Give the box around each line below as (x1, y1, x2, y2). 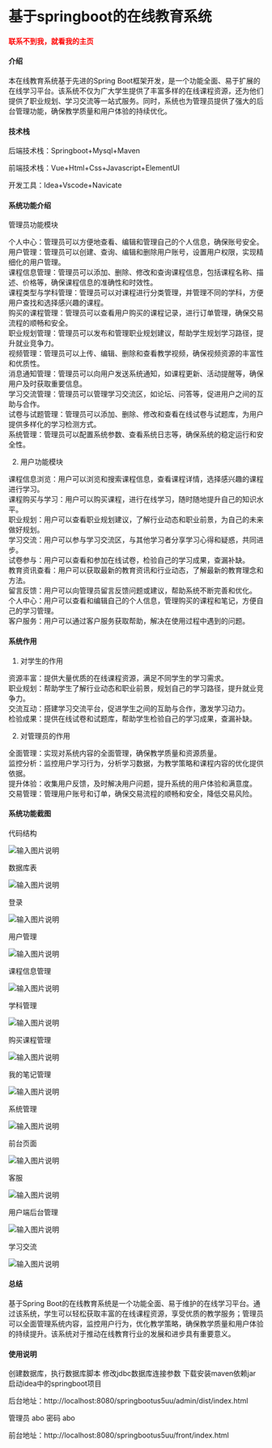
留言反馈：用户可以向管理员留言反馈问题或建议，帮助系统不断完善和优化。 (8, 585, 257, 596)
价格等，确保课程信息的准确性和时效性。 (22, 277, 158, 288)
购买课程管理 (8, 1035, 51, 1044)
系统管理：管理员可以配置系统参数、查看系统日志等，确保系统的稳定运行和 (8, 430, 257, 439)
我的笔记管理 (8, 1069, 51, 1079)
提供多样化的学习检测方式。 (8, 419, 101, 430)
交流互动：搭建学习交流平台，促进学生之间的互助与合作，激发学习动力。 (8, 703, 249, 713)
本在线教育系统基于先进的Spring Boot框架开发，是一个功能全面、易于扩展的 (8, 75, 261, 85)
